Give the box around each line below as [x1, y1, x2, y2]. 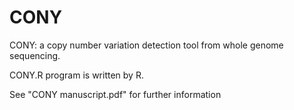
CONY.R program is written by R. [9, 69, 144, 81]
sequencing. [9, 49, 61, 61]
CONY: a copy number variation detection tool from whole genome [9, 39, 284, 51]
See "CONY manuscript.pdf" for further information [9, 88, 222, 100]
